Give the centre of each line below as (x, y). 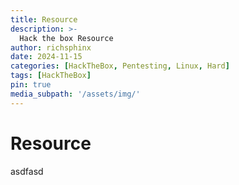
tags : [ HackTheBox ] (51, 76)
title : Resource (44, 19)
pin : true (31, 85)
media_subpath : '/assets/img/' (75, 94)
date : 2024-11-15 (46, 57)
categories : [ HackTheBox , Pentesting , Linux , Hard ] (120, 66)
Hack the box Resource (66, 38)
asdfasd (27, 171)
